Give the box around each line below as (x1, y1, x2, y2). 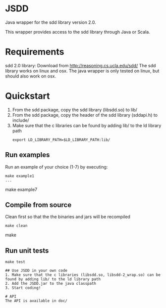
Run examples (5, 151, 50, 159)
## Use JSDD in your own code (5, 268, 68, 273)
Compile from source (5, 201, 72, 209)
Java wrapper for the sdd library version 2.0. (5, 19, 97, 25)
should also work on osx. (5, 73, 56, 79)
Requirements (5, 46, 64, 57)
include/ (12, 117, 29, 123)
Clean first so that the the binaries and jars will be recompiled (5, 214, 130, 220)
